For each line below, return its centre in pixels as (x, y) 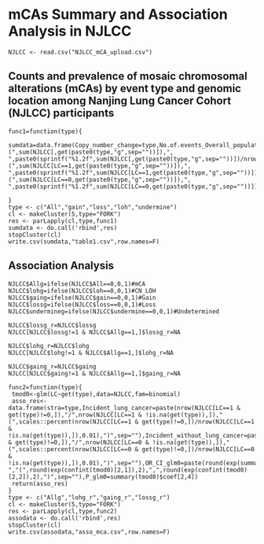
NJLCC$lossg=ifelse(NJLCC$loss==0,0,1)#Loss (82, 305)
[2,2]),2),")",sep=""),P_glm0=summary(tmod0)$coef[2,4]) (103, 477)
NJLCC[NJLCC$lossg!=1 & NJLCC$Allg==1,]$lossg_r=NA (94, 332)
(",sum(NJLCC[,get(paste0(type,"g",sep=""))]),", (91, 152)
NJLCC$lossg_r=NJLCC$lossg (52, 325)
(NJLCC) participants (61, 113)
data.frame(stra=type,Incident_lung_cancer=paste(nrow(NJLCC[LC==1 (121, 408)
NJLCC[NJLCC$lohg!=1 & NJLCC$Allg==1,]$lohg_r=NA (91, 353)
